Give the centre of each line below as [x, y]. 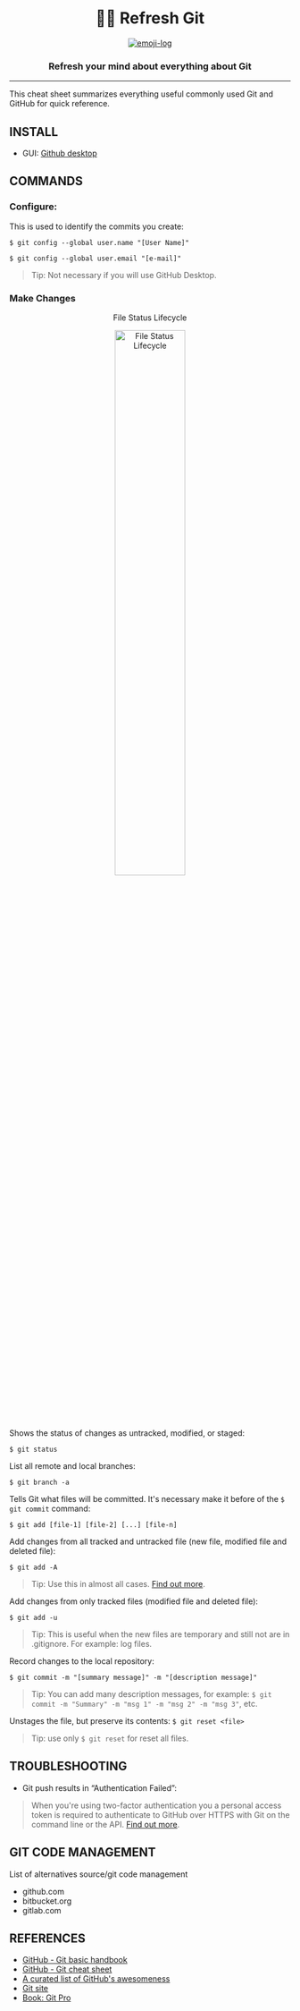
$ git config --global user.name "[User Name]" [100, 242]
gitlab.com [42, 1910]
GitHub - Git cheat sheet [67, 1969]
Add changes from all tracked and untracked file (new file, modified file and [148, 1541]
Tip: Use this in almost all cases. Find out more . [118, 1584]
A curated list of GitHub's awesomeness [96, 1979]
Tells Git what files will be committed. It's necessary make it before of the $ [147, 1499]
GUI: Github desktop [60, 153]
